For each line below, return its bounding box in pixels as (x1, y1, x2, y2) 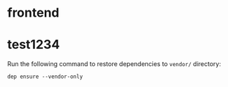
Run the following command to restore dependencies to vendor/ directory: (7, 60, 221, 68)
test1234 (7, 37, 60, 53)
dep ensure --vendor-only (7, 73, 83, 81)
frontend (7, 5, 60, 21)
